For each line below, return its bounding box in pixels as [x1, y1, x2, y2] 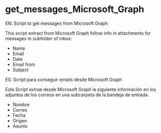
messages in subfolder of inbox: [5, 35, 72, 41]
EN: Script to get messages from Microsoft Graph [5, 20, 108, 26]
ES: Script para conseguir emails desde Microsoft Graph [5, 76, 122, 82]
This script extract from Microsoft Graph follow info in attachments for [5, 30, 151, 36]
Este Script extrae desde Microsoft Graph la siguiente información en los [5, 86, 156, 92]
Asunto [12, 123, 28, 129]
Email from [12, 61, 35, 67]
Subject [12, 67, 29, 73]
